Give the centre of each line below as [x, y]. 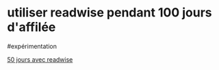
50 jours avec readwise [40, 59]
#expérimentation [32, 46]
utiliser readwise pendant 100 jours [109, 13]
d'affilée [31, 27]
